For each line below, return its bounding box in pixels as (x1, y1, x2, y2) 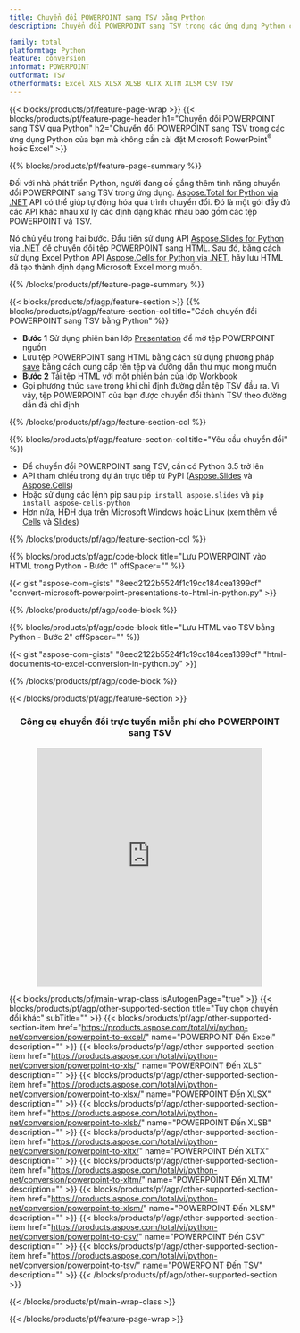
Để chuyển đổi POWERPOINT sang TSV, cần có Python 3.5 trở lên (21, 461, 265, 472)
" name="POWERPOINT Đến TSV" (137, 1260, 263, 1270)
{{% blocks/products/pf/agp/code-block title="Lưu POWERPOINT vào (9, 551, 267, 562)
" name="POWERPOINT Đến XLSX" (140, 1089, 271, 1099)
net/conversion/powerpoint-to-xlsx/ (9, 1089, 141, 1099)
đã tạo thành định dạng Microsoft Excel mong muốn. (9, 261, 203, 273)
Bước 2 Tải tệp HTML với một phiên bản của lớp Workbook (21, 371, 238, 381)
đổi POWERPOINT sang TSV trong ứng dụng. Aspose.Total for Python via (9, 187, 279, 198)
